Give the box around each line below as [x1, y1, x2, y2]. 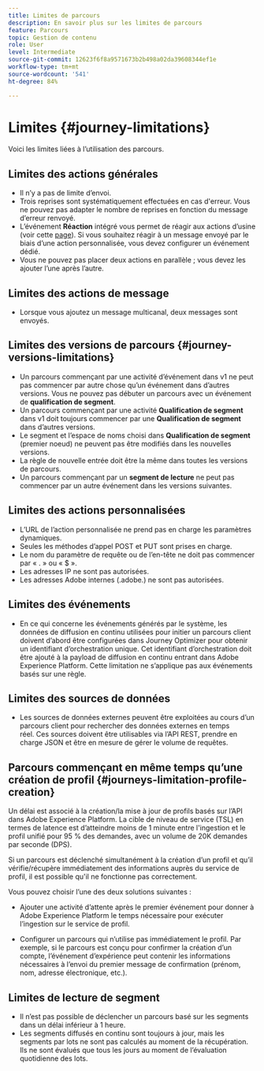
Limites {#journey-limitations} [8, 118, 210, 136]
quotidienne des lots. [19, 1054, 88, 1063]
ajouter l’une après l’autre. [19, 263, 104, 273]
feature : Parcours [8, 26, 69, 34]
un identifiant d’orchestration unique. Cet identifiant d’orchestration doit [19, 644, 252, 653]
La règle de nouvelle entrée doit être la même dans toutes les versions [19, 455, 248, 465]
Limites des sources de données [8, 692, 171, 705]
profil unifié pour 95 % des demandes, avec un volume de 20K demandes [8, 831, 248, 841]
